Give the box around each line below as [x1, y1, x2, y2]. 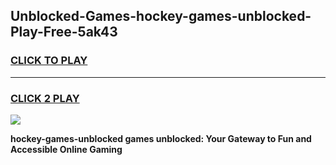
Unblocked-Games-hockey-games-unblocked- [10, 8, 312, 25]
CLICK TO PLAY [10, 54, 88, 68]
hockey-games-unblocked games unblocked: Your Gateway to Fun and [10, 132, 312, 144]
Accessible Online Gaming [10, 143, 123, 155]
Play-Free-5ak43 [10, 24, 118, 41]
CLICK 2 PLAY [10, 91, 80, 105]
